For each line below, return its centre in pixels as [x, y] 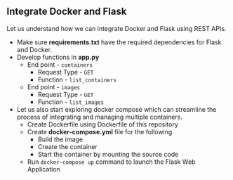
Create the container [67, 146]
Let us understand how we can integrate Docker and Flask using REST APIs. [116, 28]
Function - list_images [71, 102]
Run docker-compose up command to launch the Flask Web [111, 162]
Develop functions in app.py [58, 57]
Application [44, 169]
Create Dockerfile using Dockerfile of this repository [102, 124]
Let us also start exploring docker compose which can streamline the [116, 109]
